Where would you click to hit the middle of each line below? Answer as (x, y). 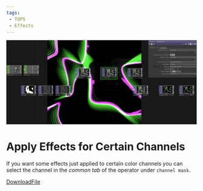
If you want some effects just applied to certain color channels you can (95, 163)
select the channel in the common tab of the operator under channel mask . (98, 170)
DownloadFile (23, 181)
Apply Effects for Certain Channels (96, 147)
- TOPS (17, 19)
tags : (13, 13)
